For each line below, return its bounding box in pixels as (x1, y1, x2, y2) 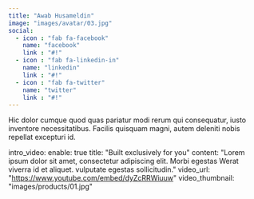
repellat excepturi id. (8, 133, 76, 142)
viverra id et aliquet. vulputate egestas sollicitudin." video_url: (8, 165, 210, 174)
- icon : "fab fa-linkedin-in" (15, 57, 120, 65)
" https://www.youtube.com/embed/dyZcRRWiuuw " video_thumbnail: (8, 173, 235, 183)
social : (8, 26, 34, 34)
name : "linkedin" (22, 64, 81, 72)
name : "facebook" (22, 42, 81, 50)
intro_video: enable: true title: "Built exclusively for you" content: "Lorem (8, 148, 245, 157)
